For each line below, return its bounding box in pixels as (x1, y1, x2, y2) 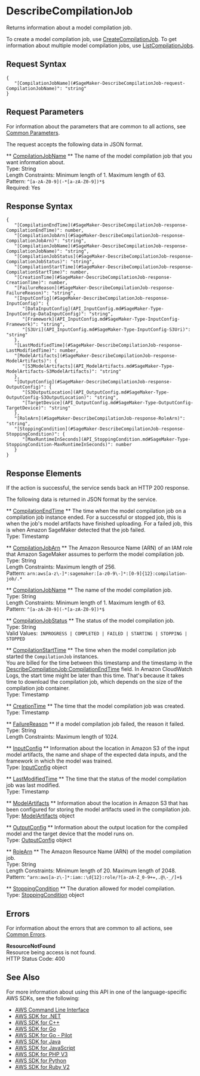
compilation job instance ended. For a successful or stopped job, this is (6, 514, 182, 521)
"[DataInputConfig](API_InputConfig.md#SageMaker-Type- (21, 306, 164, 312)
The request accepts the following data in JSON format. (6, 140, 143, 147)
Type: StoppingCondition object (6, 891, 85, 899)
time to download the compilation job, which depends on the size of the (6, 678, 183, 685)
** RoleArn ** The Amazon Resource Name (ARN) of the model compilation (6, 848, 191, 855)
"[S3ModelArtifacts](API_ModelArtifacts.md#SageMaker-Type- (21, 363, 175, 370)
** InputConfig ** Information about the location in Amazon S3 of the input (6, 745, 190, 752)
